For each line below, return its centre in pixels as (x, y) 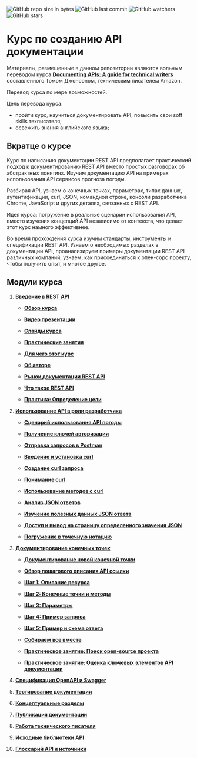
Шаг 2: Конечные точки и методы (67, 594)
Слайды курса (43, 331)
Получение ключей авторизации (66, 433)
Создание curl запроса (54, 468)
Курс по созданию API (64, 39)
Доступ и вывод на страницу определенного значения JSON (103, 525)
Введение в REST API (42, 296)
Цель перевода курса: (35, 103)
